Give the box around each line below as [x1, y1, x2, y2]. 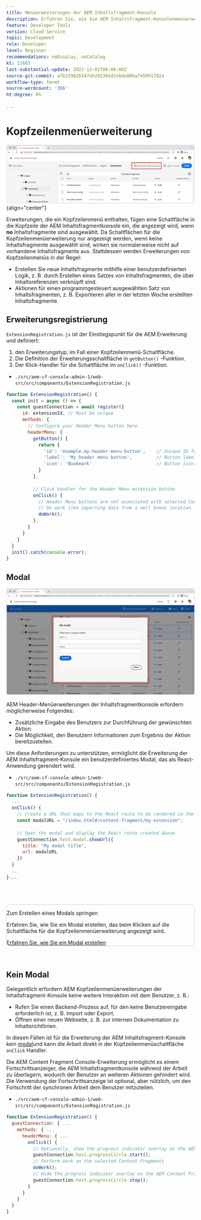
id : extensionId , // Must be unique [22, 410, 114, 416]
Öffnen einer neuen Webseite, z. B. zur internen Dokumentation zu [14, 1016, 179, 1023]
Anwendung [6, 762, 36, 769]
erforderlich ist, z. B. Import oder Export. [14, 1010, 115, 1017]
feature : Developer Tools [6, 22, 71, 28]
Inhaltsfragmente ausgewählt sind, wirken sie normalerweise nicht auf [6, 241, 179, 248]
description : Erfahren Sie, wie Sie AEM [6, 16, 109, 22]
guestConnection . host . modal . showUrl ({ [17, 836, 114, 842]
